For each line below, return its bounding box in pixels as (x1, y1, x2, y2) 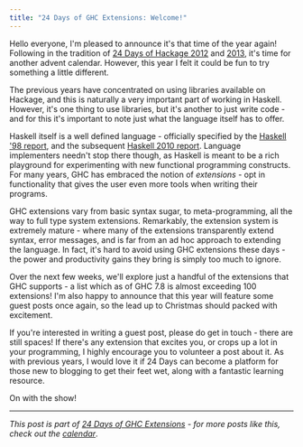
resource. (9, 375, 45, 386)
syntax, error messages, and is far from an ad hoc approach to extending (9, 234, 281, 245)
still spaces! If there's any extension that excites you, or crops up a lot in (9, 336, 278, 348)
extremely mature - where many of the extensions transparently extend (9, 225, 275, 236)
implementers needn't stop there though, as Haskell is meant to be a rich (9, 150, 280, 161)
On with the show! (9, 392, 77, 403)
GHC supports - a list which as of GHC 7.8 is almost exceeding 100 (9, 281, 257, 292)
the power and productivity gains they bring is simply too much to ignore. (9, 254, 281, 265)
